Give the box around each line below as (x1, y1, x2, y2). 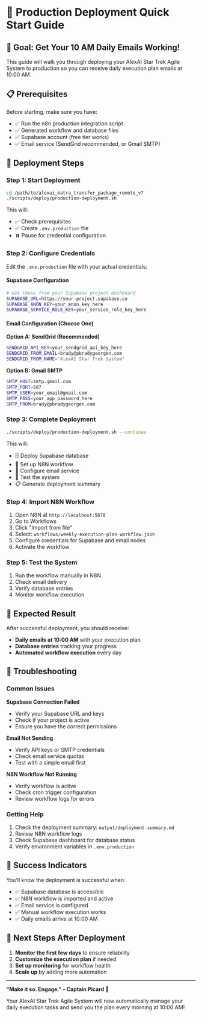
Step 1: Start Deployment (6, 176, 81, 184)
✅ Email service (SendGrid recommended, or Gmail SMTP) (14, 140, 161, 147)
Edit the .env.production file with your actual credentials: (6, 263, 148, 270)
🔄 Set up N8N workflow (14, 460, 74, 468)
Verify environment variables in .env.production (14, 843, 134, 850)
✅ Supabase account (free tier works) (14, 133, 109, 140)
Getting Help (6, 810, 44, 818)
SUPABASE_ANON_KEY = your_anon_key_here (6, 301, 103, 307)
